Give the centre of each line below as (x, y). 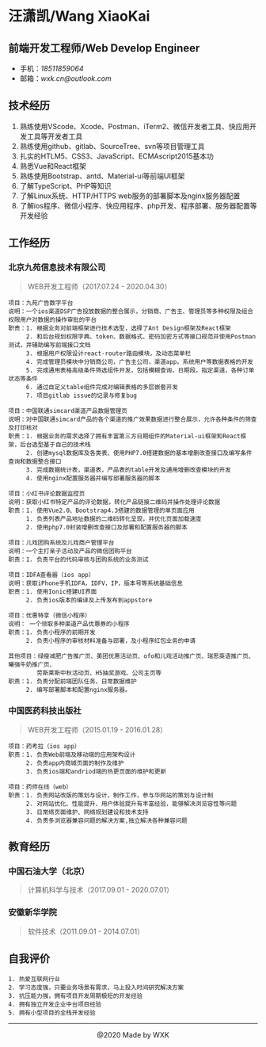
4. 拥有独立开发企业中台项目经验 (55, 1004)
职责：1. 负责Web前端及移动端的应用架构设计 (72, 755)
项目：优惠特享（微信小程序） (49, 615)
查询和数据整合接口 (35, 461)
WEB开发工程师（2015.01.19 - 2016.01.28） (97, 729)
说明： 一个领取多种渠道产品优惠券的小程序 (69, 624)
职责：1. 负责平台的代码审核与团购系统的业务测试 (78, 560)
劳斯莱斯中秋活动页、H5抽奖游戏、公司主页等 (99, 673)
